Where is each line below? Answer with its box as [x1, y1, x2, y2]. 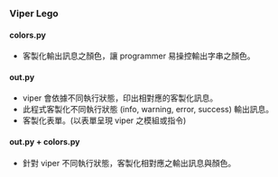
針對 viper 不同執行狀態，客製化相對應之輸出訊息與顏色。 [22, 157, 236, 168]
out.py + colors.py [9, 136, 80, 146]
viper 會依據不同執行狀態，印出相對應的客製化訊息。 [22, 93, 218, 103]
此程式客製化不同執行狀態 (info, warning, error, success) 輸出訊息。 [22, 104, 274, 115]
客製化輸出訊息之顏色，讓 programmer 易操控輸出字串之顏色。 [22, 50, 255, 61]
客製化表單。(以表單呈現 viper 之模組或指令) [22, 115, 187, 126]
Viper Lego [9, 7, 59, 20]
